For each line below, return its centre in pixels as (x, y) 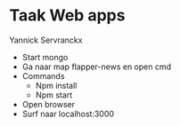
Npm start (54, 95)
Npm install (56, 85)
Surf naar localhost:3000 (68, 114)
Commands (43, 75)
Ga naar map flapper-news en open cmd (97, 67)
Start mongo (45, 57)
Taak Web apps (67, 16)
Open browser (49, 104)
